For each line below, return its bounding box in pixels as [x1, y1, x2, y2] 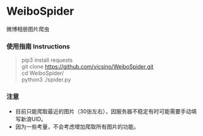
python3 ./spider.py [21, 76, 72, 83]
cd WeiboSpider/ [21, 69, 64, 77]
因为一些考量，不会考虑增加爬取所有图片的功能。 [15, 123, 139, 130]
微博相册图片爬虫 [6, 25, 50, 32]
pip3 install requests [21, 56, 73, 64]
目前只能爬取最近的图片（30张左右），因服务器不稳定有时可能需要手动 [15, 107, 192, 115]
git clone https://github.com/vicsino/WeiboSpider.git [21, 63, 154, 70]
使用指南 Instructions [6, 42, 71, 50]
